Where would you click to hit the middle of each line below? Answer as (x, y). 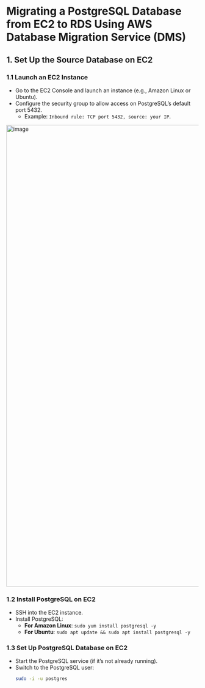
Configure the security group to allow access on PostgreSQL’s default (103, 103)
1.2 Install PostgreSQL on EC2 (51, 599)
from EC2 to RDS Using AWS (79, 24)
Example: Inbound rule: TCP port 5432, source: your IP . (97, 116)
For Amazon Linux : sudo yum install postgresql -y (90, 626)
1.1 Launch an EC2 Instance (47, 77)
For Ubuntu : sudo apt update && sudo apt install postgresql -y (107, 632)
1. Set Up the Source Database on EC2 (80, 60)
